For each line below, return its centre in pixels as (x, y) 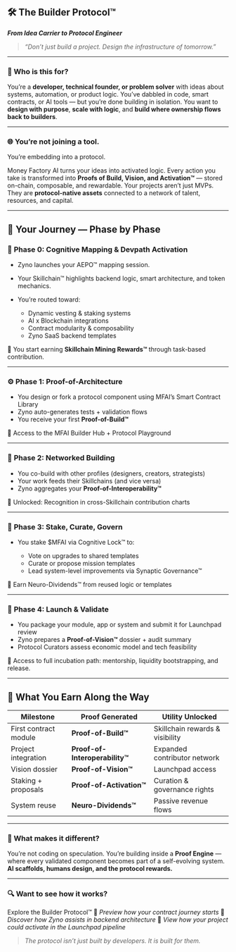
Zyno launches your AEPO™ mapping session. (84, 265)
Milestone (38, 717)
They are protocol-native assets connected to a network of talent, (104, 193)
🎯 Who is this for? (38, 71)
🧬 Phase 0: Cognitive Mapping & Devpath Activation (98, 249)
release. (19, 668)
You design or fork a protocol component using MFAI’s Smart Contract (119, 397)
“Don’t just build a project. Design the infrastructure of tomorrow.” (120, 47)
